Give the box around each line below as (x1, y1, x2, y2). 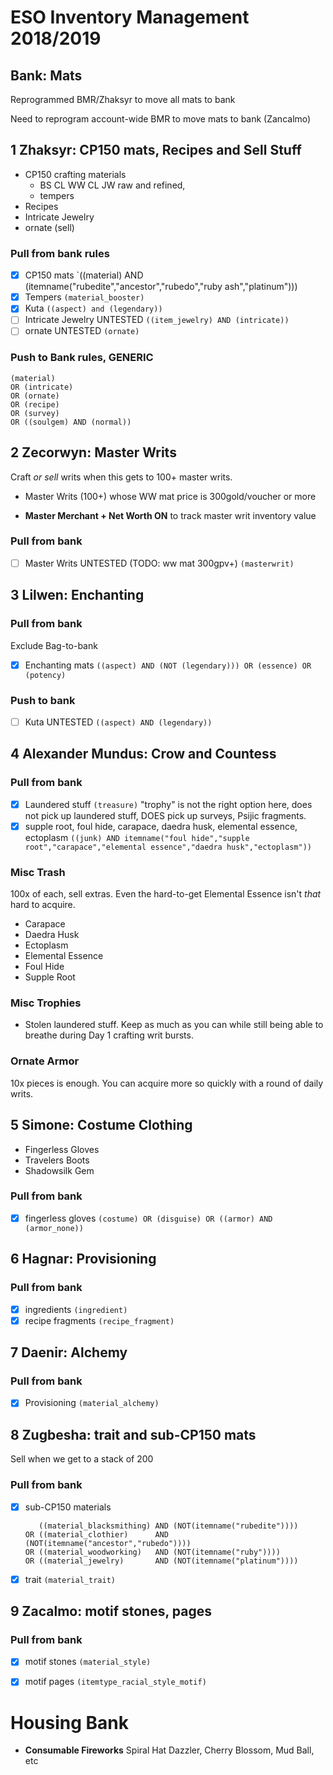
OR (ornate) (10, 391, 60, 401)
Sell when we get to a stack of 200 (10, 1453, 154, 1465)
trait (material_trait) (24, 1573, 116, 1585)
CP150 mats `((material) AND (24, 269, 144, 281)
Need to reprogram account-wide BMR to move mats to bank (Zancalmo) (10, 113, 312, 125)
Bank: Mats (10, 67, 83, 84)
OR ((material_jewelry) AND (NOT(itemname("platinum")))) (24, 1556, 299, 1566)
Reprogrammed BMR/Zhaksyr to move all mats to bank (10, 94, 236, 105)
